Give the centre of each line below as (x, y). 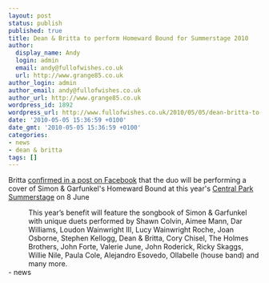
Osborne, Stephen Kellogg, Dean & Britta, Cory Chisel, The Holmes (139, 238)
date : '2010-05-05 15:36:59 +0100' (68, 120)
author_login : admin (43, 83)
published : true (35, 30)
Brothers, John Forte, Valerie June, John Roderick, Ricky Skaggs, (136, 247)
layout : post (30, 16)
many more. (48, 264)
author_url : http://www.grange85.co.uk (75, 98)
